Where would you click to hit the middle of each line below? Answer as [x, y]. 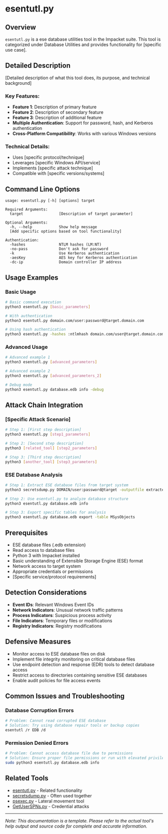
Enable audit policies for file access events [56, 680]
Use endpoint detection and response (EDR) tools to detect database [83, 664]
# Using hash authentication [35, 330]
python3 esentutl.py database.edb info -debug [54, 389]
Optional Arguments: [27, 223]
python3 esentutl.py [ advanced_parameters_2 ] [53, 376]
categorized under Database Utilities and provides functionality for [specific [83, 45]
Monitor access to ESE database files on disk [59, 654]
